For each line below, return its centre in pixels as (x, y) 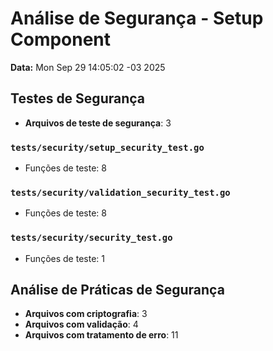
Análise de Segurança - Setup (137, 18)
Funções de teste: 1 (64, 258)
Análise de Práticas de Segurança (117, 290)
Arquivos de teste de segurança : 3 (98, 123)
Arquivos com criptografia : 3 (86, 314)
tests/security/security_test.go (91, 238)
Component (61, 39)
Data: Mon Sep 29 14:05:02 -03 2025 (88, 67)
